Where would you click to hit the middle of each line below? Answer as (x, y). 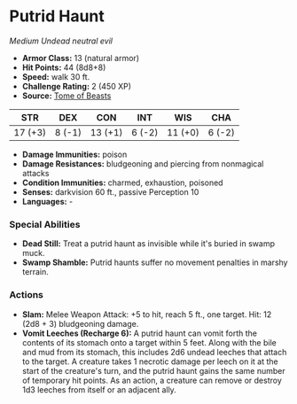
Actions (27, 295)
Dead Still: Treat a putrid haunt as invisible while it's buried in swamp (148, 244)
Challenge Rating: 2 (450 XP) (76, 86)
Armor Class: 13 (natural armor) (81, 58)
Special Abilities (45, 224)
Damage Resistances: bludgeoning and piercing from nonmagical (143, 163)
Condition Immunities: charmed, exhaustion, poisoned (122, 183)
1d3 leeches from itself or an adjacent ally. (99, 389)
